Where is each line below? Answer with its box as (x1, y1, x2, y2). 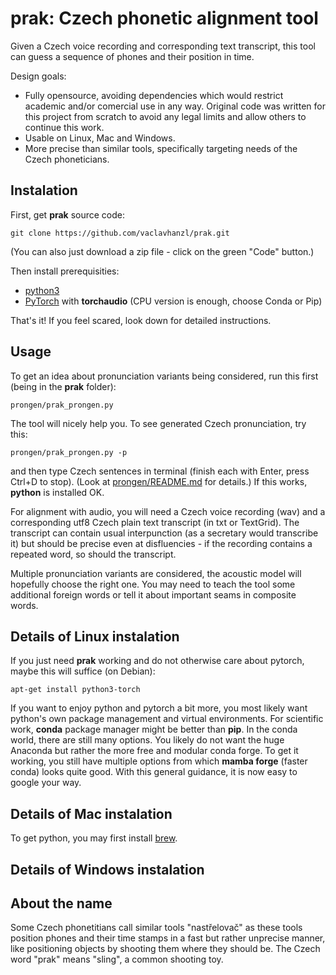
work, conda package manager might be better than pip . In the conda (10, 723, 298, 736)
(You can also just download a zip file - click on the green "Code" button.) (10, 245, 315, 257)
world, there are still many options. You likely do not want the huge (10, 734, 285, 746)
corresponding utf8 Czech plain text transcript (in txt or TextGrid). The (10, 516, 300, 528)
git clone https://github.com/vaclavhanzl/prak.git (10, 228, 230, 238)
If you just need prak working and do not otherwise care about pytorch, (10, 655, 305, 667)
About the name (10, 895, 113, 912)
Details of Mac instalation (10, 805, 173, 822)
